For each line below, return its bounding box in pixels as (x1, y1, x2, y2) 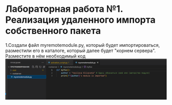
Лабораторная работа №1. (5, 3, 123, 15)
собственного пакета (5, 25, 101, 37)
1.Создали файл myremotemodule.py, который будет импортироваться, (5, 42, 160, 48)
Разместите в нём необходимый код (5, 52, 86, 59)
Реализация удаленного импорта (5, 14, 156, 26)
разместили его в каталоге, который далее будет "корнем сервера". (5, 47, 156, 54)
